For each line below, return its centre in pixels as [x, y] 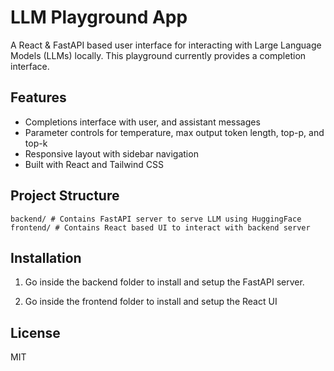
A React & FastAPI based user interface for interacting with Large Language [166, 45]
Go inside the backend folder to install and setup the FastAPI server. [164, 282]
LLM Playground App [99, 17]
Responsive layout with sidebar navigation [111, 153]
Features [38, 97]
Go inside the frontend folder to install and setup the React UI [151, 302]
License [35, 332]
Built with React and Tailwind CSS [94, 164]
